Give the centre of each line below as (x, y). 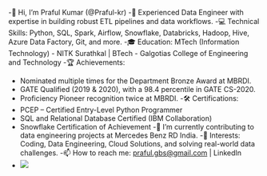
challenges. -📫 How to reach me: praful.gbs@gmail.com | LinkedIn (131, 153)
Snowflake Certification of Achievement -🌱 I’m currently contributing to (137, 127)
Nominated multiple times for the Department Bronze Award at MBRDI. (135, 81)
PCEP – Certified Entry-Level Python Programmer (101, 110)
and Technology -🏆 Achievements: (67, 62)
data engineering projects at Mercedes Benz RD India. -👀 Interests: (130, 135)
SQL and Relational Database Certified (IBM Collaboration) (116, 118)
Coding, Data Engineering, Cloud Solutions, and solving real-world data (137, 144)
